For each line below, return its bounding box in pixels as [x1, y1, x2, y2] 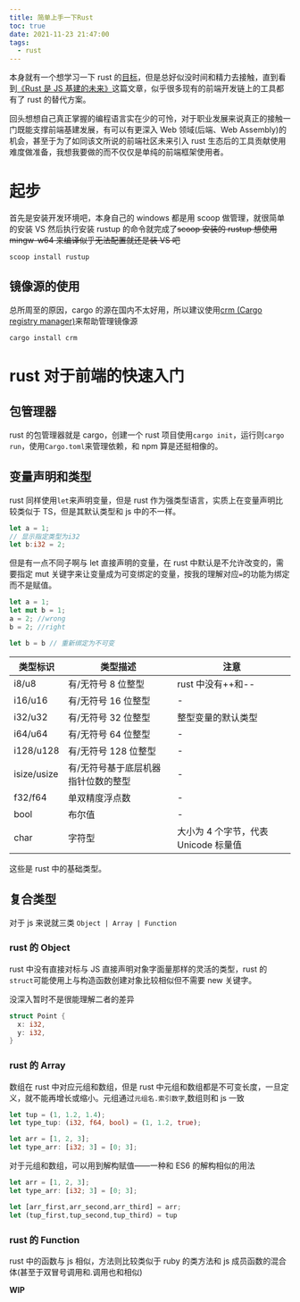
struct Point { [9, 1011, 66, 1021]
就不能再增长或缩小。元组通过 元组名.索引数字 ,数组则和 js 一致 [24, 1092, 246, 1103]
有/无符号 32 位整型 [68, 711, 151, 723]
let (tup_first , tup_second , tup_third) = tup [9, 1211, 178, 1220]
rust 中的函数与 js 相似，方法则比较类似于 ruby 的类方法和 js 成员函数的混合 [9, 1256, 287, 1266]
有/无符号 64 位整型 [68, 728, 151, 740]
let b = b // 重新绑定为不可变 [9, 638, 115, 647]
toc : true [9, 21, 46, 30]
